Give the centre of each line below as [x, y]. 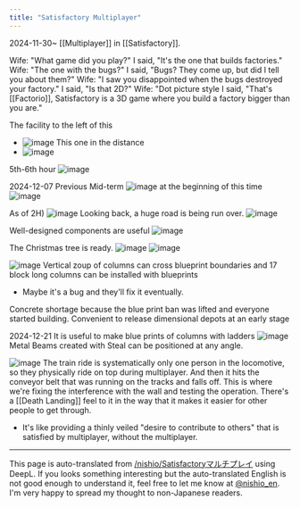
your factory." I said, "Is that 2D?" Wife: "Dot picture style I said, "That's [141, 88]
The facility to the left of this [61, 125]
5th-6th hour [33, 169]
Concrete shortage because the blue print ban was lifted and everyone [139, 309]
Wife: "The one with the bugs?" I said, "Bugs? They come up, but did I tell [144, 70]
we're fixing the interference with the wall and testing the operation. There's [149, 391]
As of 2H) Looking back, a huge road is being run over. [127, 213]
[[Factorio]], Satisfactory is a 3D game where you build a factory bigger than [150, 98]
